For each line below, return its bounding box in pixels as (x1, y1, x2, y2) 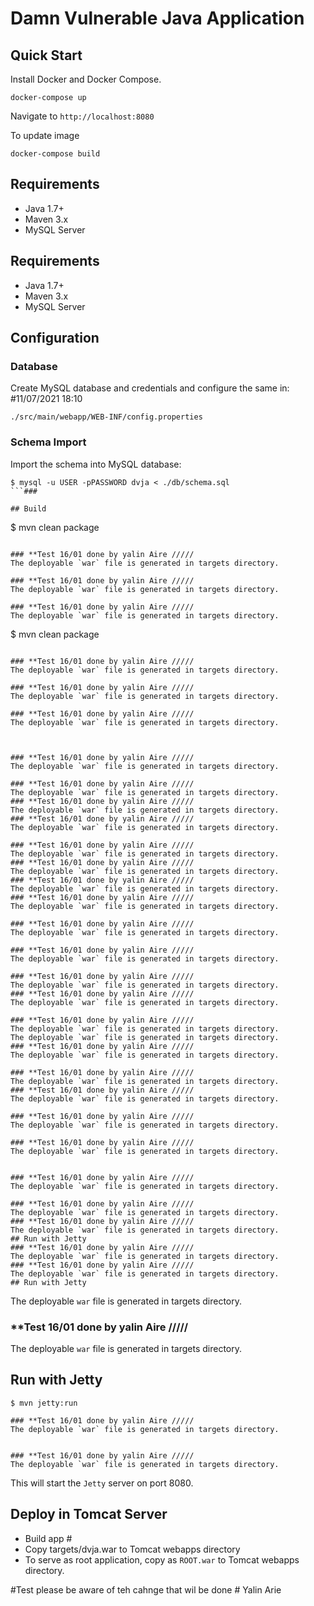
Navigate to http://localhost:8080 (10, 110, 155, 122)
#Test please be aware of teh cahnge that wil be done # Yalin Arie (10, 1583, 282, 1596)
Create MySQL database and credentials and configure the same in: (10, 382, 290, 394)
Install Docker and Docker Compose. (10, 73, 162, 85)
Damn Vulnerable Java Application (10, 7, 305, 30)
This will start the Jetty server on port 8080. (10, 1477, 194, 1489)
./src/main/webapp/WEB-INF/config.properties (10, 412, 203, 422)
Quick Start (10, 47, 83, 64)
